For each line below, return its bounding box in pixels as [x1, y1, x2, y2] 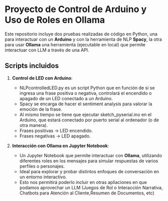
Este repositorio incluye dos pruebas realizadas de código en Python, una [5, 31, 158, 37]
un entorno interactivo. [19, 174, 67, 180]
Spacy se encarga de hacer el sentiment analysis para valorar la [19, 101, 152, 107]
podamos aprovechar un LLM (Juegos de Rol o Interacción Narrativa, [19, 184, 163, 190]
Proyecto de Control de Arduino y [5, 4, 147, 15]
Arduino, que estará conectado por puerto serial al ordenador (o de [19, 117, 159, 123]
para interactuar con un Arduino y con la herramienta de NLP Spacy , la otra [5, 36, 162, 42]
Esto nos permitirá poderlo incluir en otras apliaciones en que [19, 179, 147, 185]
